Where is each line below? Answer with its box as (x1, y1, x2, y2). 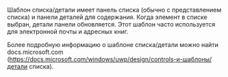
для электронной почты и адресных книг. (7, 27, 129, 35)
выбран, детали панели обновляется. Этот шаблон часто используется (7, 20, 216, 28)
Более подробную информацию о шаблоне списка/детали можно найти (7, 41, 219, 48)
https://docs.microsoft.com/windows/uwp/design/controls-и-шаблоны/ (9, 55, 212, 63)
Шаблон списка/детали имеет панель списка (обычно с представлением (7, 6, 222, 14)
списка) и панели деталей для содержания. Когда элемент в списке (7, 13, 207, 21)
